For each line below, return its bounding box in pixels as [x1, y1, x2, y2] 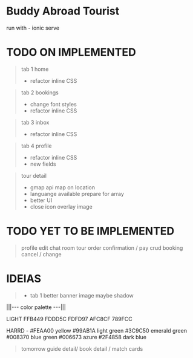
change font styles [30, 100, 77, 108]
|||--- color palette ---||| [6, 304, 67, 311]
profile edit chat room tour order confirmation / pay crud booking [21, 244, 183, 252]
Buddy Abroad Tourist [6, 4, 120, 18]
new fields [30, 160, 56, 168]
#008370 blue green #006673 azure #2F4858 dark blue [6, 333, 147, 340]
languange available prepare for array [30, 190, 124, 197]
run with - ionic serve [6, 24, 59, 31]
